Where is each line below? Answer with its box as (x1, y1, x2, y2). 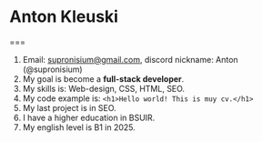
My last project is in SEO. (22, 102, 116, 113)
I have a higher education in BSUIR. (22, 112, 156, 123)
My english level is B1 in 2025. (22, 121, 137, 133)
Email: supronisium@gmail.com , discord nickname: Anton (22, 54, 238, 65)
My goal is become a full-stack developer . (22, 73, 185, 84)
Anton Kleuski (9, 6, 118, 27)
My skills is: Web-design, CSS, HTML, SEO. (22, 83, 185, 94)
